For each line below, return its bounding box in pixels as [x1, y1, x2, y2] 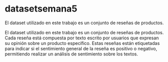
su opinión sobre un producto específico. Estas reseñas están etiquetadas [5, 40, 160, 46]
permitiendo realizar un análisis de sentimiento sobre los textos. [5, 51, 138, 57]
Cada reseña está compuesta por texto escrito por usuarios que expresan [5, 35, 159, 41]
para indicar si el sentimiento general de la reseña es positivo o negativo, [5, 45, 157, 51]
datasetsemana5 [5, 3, 78, 15]
